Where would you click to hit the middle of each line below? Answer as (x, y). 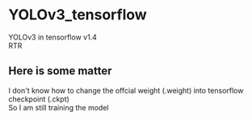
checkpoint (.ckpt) (39, 99)
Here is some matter (60, 71)
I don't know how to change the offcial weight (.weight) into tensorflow (126, 90)
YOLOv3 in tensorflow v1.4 (52, 37)
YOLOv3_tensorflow (78, 15)
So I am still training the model (59, 107)
